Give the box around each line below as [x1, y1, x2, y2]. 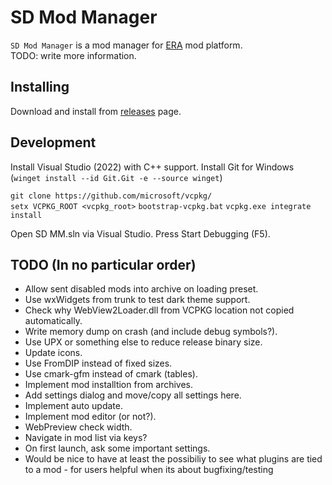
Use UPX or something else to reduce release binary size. [24, 336, 263, 348]
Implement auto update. [24, 400, 123, 412]
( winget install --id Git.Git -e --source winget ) [10, 171, 223, 183]
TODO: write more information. [10, 49, 137, 61]
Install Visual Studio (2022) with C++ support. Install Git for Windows [10, 161, 295, 173]
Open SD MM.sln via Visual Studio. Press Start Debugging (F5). [10, 227, 271, 240]
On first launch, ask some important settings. [24, 442, 211, 455]
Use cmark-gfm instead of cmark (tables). [24, 368, 198, 380]
